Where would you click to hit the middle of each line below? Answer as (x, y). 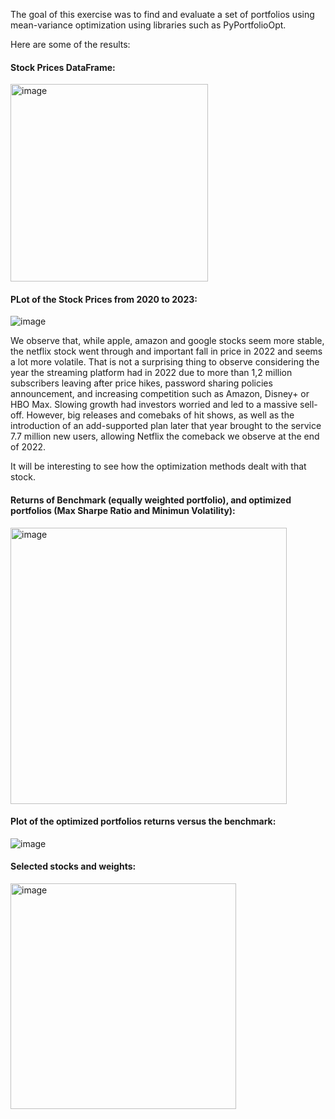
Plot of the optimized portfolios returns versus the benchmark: (143, 821)
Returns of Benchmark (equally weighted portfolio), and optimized (151, 500)
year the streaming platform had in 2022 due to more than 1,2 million (151, 373)
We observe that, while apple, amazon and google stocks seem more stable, (167, 341)
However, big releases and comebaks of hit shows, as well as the (160, 415)
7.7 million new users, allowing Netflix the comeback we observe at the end (165, 436)
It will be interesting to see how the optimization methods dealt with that (158, 466)
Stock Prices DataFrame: (63, 67)
